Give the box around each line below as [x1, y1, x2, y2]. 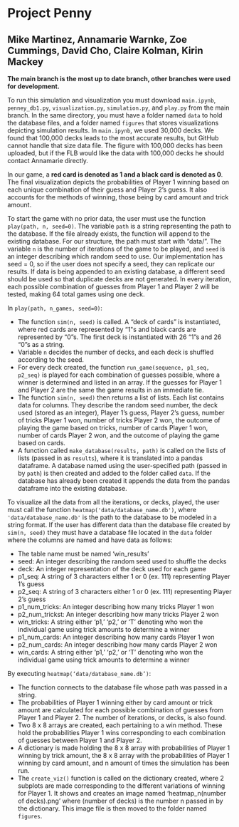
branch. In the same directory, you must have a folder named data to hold [7, 111, 223, 119]
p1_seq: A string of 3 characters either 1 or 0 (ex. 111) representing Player [17, 572, 230, 581]
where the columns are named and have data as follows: [7, 536, 173, 544]
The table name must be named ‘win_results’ [17, 550, 149, 558]
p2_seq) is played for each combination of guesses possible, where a [17, 370, 221, 379]
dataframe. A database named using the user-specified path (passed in [17, 462, 228, 469]
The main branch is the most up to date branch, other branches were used [7, 75, 231, 83]
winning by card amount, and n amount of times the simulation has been [17, 759, 230, 767]
